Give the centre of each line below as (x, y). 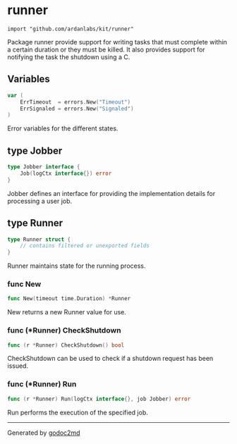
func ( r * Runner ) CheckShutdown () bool (66, 345)
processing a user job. (40, 201)
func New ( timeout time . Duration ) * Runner (69, 299)
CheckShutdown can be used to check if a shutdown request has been (110, 359)
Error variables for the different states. (63, 128)
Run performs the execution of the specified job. (78, 412)
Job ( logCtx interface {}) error (66, 173)
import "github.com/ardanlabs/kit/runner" (71, 29)
